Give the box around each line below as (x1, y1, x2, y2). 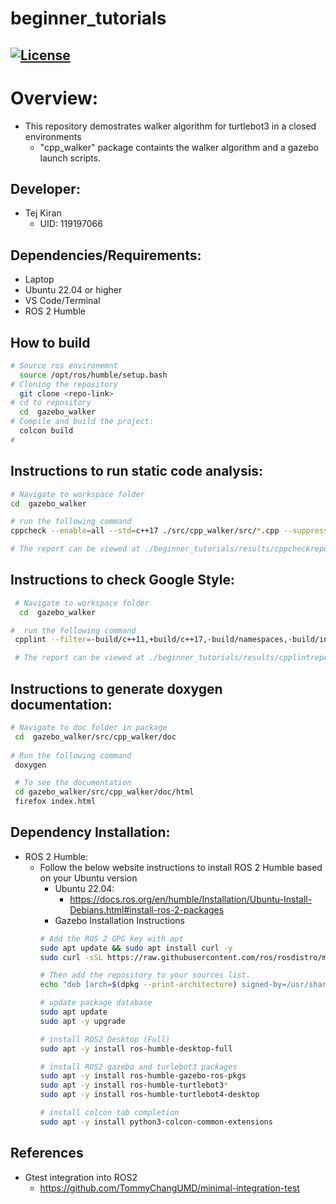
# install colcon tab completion (39, 1108, 180, 1118)
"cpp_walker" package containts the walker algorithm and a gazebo (39, 141, 319, 153)
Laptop (24, 273, 55, 286)
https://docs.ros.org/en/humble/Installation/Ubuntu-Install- (69, 893, 313, 905)
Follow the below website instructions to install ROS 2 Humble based (39, 861, 323, 873)
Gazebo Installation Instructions (54, 914, 186, 926)
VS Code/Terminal (24, 295, 101, 307)
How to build (10, 334, 91, 351)
